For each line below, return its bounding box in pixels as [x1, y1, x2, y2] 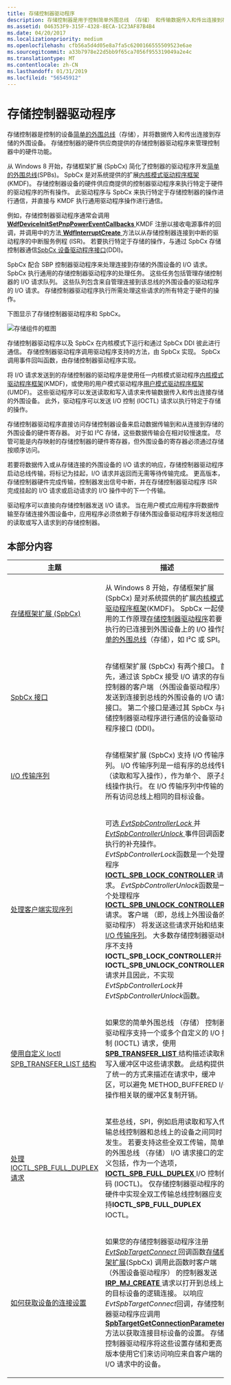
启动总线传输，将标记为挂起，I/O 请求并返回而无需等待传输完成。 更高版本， [7, 469, 224, 478]
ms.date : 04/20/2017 [7, 29, 67, 37]
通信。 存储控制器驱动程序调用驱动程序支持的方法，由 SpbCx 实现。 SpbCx [7, 348, 221, 356]
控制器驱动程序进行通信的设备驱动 [112, 714, 223, 723]
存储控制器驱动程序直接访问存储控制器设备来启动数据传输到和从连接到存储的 [7, 420, 224, 429]
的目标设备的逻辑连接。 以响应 [105, 1288, 204, 1298]
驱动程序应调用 [112, 1309, 161, 1319]
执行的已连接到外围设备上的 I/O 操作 [105, 625, 222, 634]
